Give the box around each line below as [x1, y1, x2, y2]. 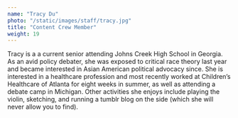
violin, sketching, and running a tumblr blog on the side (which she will [7, 95, 214, 104]
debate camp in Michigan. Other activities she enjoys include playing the [7, 87, 220, 96]
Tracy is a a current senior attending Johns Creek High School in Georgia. [7, 50, 223, 58]
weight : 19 [7, 30, 40, 38]
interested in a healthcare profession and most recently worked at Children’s [7, 73, 231, 81]
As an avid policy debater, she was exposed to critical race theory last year [7, 58, 227, 66]
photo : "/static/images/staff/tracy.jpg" [7, 17, 132, 24]
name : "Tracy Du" [7, 10, 59, 18]
